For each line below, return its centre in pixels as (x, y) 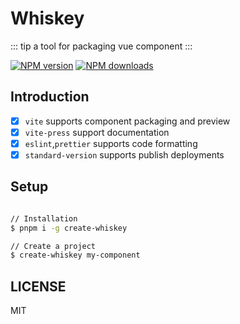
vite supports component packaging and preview (127, 121)
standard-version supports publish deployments (124, 154)
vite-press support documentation (97, 132)
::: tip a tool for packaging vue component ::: (101, 46)
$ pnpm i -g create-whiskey (69, 228)
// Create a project (53, 246)
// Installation (44, 218)
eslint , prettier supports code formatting (111, 143)
